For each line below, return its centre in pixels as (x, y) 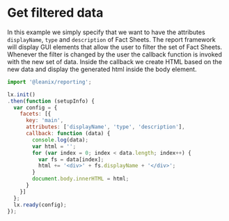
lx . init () (22, 94)
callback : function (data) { (68, 134)
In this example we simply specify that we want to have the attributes (106, 32)
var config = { (35, 107)
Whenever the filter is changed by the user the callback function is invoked (115, 54)
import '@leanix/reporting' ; (49, 82)
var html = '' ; (54, 146)
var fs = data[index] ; (71, 159)
